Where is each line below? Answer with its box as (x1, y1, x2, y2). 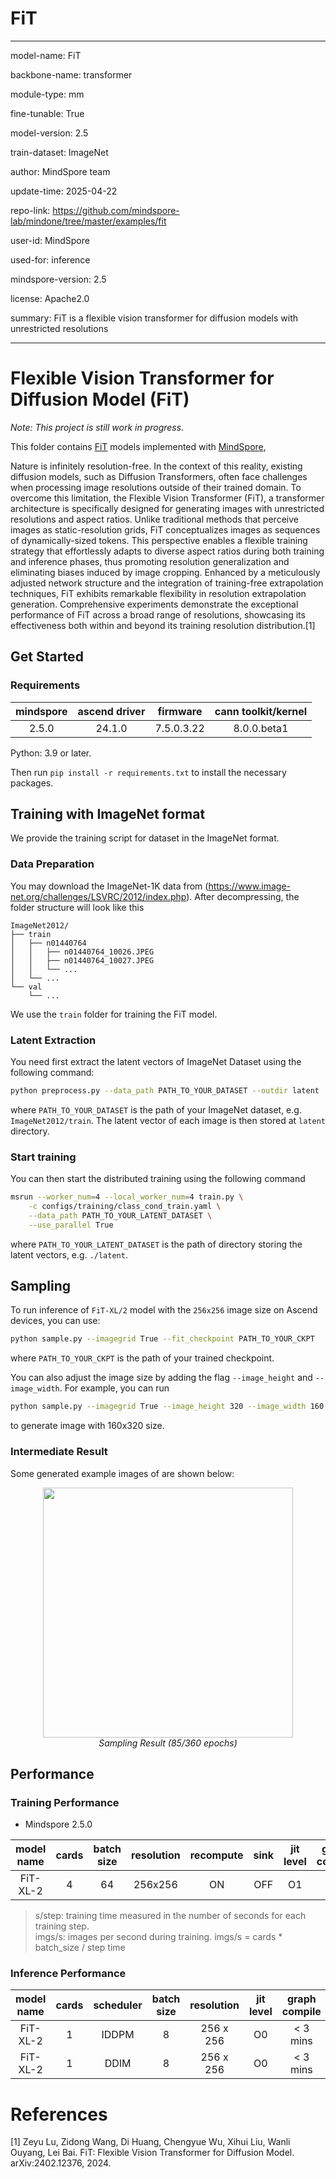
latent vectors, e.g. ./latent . (10, 1248, 128, 1261)
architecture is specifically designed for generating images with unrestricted (10, 502, 325, 514)
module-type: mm (10, 88, 85, 100)
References (10, 2103, 108, 2126)
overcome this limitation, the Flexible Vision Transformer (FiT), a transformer (10, 492, 325, 504)
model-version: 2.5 (10, 127, 89, 139)
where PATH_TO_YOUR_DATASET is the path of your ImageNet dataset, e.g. (10, 1103, 302, 1116)
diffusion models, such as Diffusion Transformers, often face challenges (10, 470, 308, 482)
